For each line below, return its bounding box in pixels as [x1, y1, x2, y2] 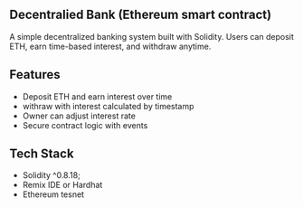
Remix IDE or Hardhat [22, 180, 103, 191]
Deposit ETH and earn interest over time [22, 90, 173, 102]
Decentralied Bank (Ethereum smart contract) [9, 7, 272, 23]
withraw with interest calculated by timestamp [22, 100, 194, 111]
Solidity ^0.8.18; [22, 170, 81, 181]
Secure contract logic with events [22, 119, 148, 130]
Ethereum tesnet [22, 189, 84, 200]
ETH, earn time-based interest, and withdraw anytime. [9, 41, 212, 52]
